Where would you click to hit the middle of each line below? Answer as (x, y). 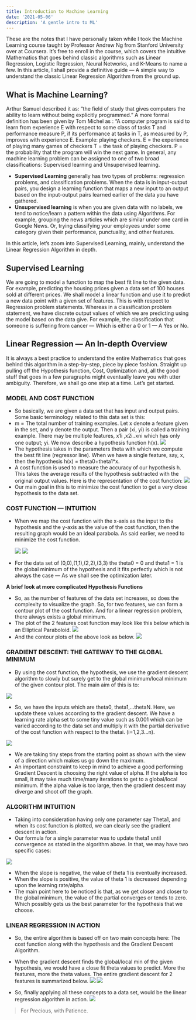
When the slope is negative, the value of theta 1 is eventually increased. (101, 873)
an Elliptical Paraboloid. (43, 630)
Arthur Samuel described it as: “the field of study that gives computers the (96, 109)
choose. (24, 910)
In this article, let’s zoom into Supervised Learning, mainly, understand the (95, 243)
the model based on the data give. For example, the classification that (90, 319)
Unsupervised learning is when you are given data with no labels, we (99, 207)
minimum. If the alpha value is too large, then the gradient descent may (100, 785)
